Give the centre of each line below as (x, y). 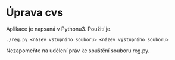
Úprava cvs (35, 13)
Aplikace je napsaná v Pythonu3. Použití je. (59, 29)
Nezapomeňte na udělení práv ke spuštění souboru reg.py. (78, 51)
